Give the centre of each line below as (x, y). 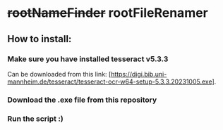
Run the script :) (35, 119)
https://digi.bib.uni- (139, 74)
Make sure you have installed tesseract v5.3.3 (88, 59)
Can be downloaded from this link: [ (59, 74)
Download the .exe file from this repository (82, 100)
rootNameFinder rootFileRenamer (108, 13)
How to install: (40, 39)
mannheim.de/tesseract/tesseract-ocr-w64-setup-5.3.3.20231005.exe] (111, 82)
